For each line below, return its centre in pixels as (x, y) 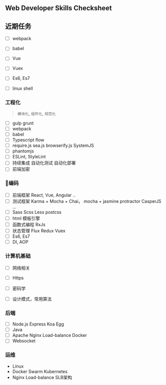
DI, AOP (20, 242)
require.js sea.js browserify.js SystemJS (53, 145)
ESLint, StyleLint (29, 157)
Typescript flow (28, 140)
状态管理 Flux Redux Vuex (39, 231)
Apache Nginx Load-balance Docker (50, 335)
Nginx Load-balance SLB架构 (42, 377)
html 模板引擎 (26, 218)
